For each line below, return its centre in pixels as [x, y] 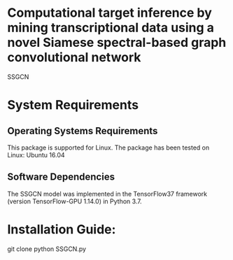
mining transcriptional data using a [111, 28]
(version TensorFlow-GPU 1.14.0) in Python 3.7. [75, 201]
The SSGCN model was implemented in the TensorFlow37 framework [107, 194]
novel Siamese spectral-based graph [117, 43]
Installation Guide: [62, 229]
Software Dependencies [61, 177]
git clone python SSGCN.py [47, 249]
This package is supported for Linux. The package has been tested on [108, 147]
